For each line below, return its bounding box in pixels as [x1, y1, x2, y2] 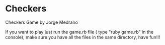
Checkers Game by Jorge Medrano [5, 19, 78, 25]
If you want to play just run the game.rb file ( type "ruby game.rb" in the [5, 29, 154, 35]
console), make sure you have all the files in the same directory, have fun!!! [5, 34, 160, 40]
